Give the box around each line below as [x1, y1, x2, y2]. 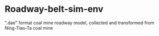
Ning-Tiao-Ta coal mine [4, 25, 53, 31]
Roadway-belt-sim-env [4, 3, 103, 15]
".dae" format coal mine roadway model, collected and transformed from [4, 20, 154, 26]
